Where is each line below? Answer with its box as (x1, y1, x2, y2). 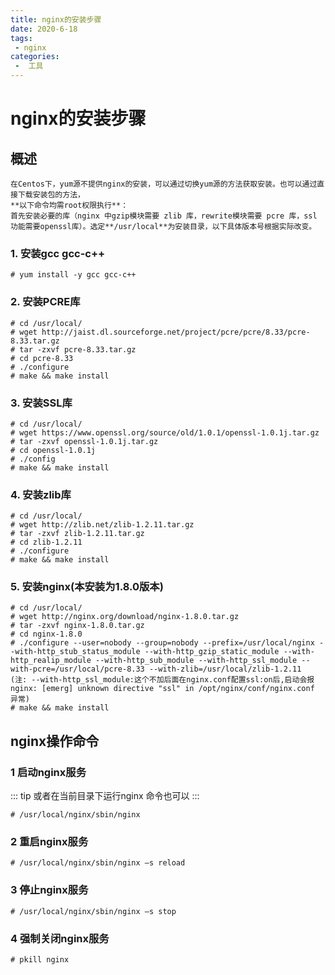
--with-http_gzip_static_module (144, 647, 280, 657)
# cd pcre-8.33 (10, 353, 74, 363)
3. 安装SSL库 (10, 396, 73, 410)
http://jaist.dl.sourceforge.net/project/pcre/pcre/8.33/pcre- (41, 327, 311, 337)
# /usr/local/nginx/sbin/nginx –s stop (10, 906, 177, 916)
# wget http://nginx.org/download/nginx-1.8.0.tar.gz (10, 612, 240, 622)
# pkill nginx (10, 955, 70, 965)
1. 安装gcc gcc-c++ (10, 246, 106, 260)
